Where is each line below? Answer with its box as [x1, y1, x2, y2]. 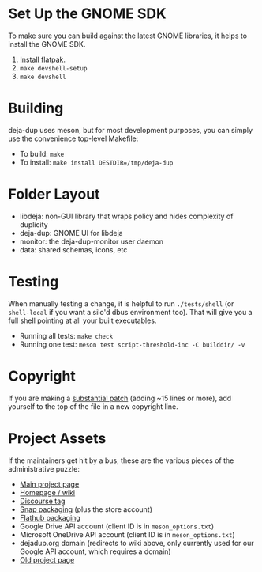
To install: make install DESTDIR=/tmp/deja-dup [19, 157, 174, 167]
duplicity [19, 219, 49, 229]
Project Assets [8, 429, 107, 447]
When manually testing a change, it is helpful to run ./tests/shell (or [8, 298, 234, 309]
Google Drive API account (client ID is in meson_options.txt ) [19, 521, 215, 531]
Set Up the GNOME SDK [8, 5, 167, 23]
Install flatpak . [19, 55, 65, 64]
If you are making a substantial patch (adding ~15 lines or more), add [8, 393, 232, 403]
